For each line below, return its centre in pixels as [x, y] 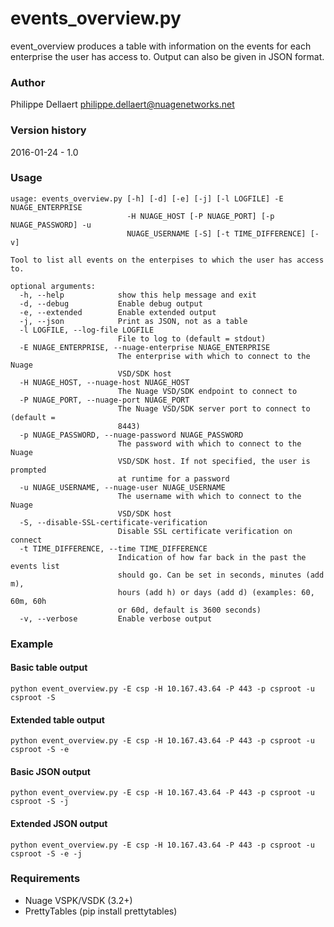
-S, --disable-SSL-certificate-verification [113, 522]
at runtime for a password [173, 478]
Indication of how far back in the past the [212, 557]
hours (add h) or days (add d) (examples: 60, [216, 592]
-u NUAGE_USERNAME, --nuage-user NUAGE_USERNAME [122, 487]
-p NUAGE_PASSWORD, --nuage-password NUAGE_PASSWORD [131, 435]
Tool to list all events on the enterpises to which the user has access [167, 260]
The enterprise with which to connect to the [214, 356]
